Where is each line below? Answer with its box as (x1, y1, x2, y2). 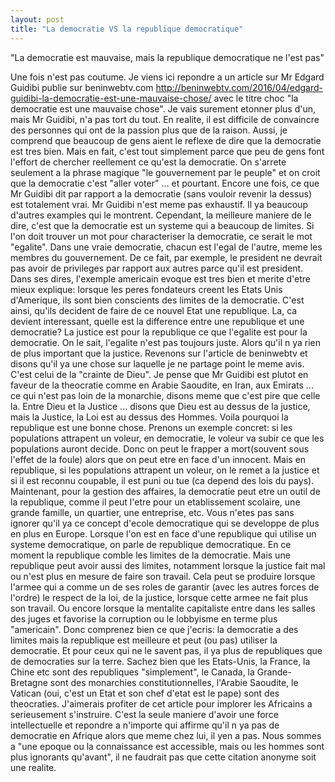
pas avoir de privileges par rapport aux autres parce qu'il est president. (10, 262, 304, 274)
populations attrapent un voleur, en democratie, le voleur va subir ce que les (10, 432, 325, 444)
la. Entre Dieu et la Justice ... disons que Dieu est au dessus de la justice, (10, 400, 311, 412)
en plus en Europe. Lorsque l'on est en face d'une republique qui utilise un (10, 527, 317, 540)
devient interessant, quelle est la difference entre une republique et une (10, 315, 305, 327)
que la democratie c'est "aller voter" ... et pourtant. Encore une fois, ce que (10, 177, 320, 189)
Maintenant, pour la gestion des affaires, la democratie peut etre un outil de (10, 485, 321, 497)
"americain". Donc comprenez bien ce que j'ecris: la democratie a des (10, 623, 299, 635)
